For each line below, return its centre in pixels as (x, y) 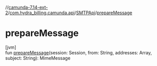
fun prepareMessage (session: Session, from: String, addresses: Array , (78, 52)
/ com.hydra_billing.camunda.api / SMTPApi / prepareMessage (70, 13)
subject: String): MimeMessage (38, 58)
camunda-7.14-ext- (28, 7)
